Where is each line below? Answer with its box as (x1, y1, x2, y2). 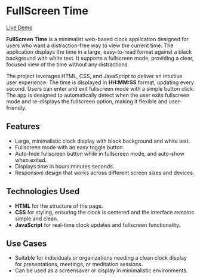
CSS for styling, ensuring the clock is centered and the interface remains (14, 208, 194, 216)
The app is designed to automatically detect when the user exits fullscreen (6, 91, 190, 99)
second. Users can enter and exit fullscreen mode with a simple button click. (6, 85, 195, 92)
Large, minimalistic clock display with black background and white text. (14, 137, 190, 144)
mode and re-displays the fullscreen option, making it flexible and (6, 97, 168, 105)
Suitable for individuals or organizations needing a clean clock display (14, 254, 187, 261)
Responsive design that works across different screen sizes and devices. (14, 169, 195, 176)
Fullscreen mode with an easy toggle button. (14, 143, 125, 150)
